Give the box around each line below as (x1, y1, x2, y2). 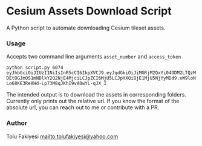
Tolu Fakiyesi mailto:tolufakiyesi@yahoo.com (6, 133, 119, 140)
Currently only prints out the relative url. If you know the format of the (6, 98, 180, 105)
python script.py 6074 (6, 65, 64, 71)
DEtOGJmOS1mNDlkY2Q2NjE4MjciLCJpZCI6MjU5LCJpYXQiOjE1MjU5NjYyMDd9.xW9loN (6, 75, 197, 81)
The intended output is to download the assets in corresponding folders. (6, 91, 186, 98)
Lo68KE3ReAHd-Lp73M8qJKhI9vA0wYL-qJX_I (6, 80, 107, 87)
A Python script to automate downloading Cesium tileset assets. (6, 24, 166, 31)
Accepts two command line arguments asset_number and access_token (6, 53, 181, 60)
